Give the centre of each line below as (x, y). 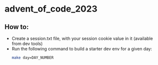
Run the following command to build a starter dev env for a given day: (82, 49)
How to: (17, 27)
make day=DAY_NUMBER (33, 58)
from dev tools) (27, 44)
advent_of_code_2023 (51, 9)
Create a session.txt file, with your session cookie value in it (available (82, 38)
